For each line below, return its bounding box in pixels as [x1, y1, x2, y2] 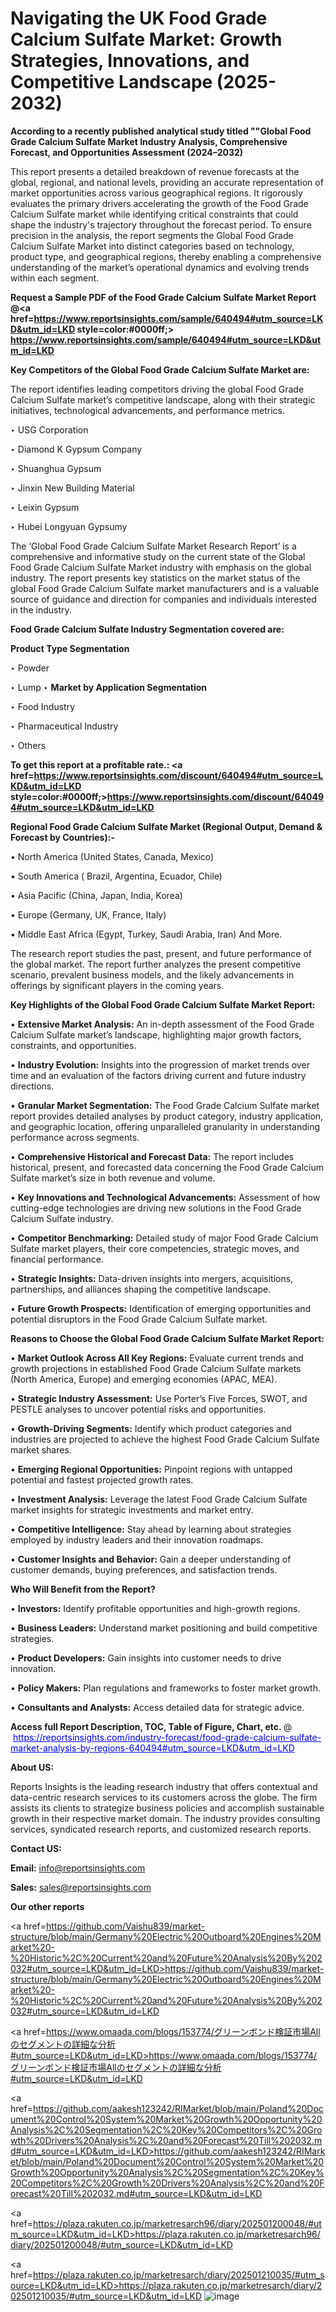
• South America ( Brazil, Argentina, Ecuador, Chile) [10, 870, 223, 882]
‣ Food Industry [10, 700, 76, 712]
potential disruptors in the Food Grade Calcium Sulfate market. [10, 1313, 268, 1325]
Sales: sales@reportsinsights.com [10, 1881, 152, 1893]
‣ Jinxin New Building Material [10, 482, 135, 494]
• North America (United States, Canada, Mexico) [10, 850, 215, 862]
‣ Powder [10, 662, 50, 674]
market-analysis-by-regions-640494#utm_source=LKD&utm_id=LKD [10, 1742, 295, 1754]
